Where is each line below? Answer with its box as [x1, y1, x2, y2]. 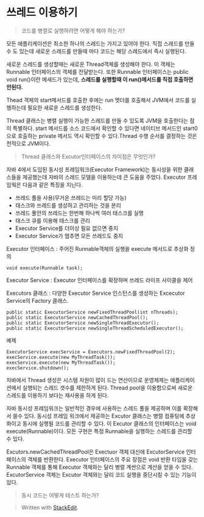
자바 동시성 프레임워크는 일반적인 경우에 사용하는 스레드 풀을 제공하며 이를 [6, 404, 182, 412]
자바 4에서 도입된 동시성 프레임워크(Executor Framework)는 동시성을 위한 [6, 165, 183, 173]
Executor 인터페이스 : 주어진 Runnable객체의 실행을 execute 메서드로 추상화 [6, 245, 189, 252]
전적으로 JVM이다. [6, 140, 51, 147]
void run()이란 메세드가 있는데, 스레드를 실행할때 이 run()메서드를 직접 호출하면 [6, 76, 194, 83]
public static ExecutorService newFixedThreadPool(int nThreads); [6, 309, 178, 315]
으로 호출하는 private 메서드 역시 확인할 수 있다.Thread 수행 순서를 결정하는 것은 [6, 132, 197, 139]
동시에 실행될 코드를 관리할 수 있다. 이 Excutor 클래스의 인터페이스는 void [22, 419, 197, 427]
